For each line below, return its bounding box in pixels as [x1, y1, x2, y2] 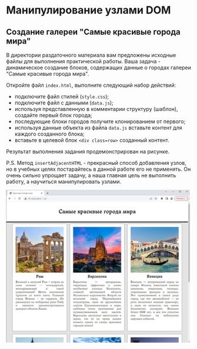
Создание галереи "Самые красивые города [6, 27, 181, 37]
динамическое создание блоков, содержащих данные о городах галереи [6, 64, 191, 71]
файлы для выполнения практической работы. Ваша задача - [6, 58, 161, 65]
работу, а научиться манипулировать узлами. [6, 178, 122, 185]
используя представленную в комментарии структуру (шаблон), [14, 106, 178, 112]
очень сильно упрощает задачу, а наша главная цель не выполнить [6, 172, 176, 179]
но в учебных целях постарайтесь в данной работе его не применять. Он [6, 165, 191, 172]
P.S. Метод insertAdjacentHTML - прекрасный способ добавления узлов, [6, 160, 186, 166]
